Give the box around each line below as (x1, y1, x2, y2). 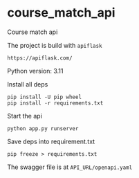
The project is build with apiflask (7, 41, 102, 49)
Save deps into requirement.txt (7, 137, 95, 145)
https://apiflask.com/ (7, 54, 73, 62)
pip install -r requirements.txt (7, 99, 104, 107)
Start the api (7, 112, 43, 120)
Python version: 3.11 (7, 66, 64, 75)
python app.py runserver (7, 125, 79, 132)
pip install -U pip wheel (7, 94, 82, 100)
